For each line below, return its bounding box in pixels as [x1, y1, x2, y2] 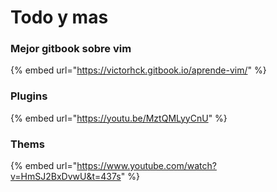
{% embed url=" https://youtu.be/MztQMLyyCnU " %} [10, 112, 228, 124]
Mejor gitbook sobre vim [10, 42, 132, 56]
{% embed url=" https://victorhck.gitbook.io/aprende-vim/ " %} [10, 64, 267, 76]
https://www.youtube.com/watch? [76, 160, 217, 172]
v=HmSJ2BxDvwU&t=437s [10, 171, 122, 183]
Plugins [10, 89, 48, 103]
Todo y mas [10, 6, 109, 29]
